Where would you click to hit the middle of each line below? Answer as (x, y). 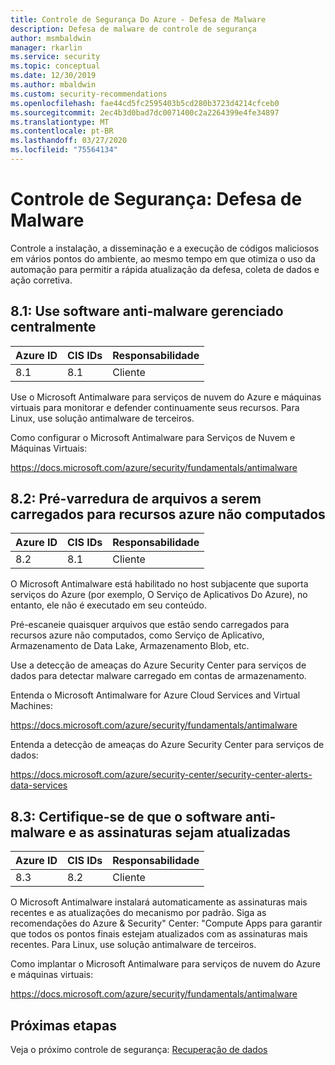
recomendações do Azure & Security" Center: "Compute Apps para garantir (166, 923)
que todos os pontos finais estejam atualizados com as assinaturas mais (159, 934)
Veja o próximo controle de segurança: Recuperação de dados (139, 1050)
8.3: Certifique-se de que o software (126, 816)
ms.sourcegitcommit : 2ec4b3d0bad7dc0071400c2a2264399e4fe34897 (145, 112)
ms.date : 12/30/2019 (53, 76)
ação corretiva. (41, 280)
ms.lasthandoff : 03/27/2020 (69, 141)
